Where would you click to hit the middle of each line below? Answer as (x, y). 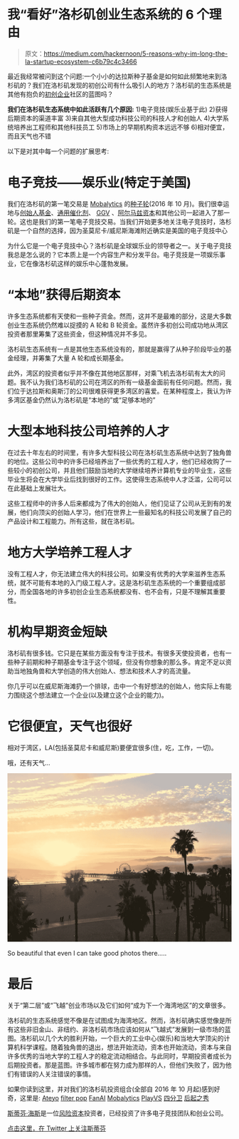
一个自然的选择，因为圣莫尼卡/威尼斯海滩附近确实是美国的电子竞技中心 (124, 230)
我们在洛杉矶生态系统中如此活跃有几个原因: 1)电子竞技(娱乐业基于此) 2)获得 (118, 109)
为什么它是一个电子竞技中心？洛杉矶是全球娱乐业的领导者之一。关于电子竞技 (119, 245)
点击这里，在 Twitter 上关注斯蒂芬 (57, 1128)
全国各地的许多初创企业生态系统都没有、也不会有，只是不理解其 (119, 591)
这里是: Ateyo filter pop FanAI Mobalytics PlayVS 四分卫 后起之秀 (115, 1098)
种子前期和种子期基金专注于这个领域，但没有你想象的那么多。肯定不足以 (119, 662)
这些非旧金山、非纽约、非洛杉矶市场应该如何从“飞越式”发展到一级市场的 (119, 1029)
